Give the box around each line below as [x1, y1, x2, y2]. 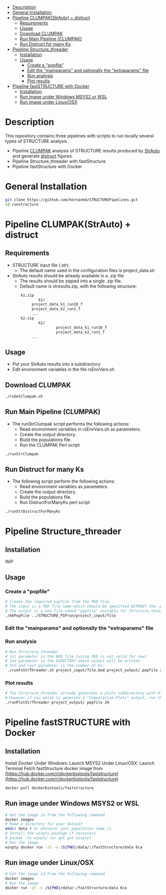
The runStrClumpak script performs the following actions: [12, 421, 130, 427]
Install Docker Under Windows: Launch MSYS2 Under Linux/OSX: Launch [5, 760, 155, 766]
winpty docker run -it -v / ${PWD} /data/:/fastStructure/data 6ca [5, 844, 142, 850]
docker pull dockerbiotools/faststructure [5, 785, 94, 790]
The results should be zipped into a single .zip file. [19, 278, 123, 284]
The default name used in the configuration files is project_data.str [19, 267, 156, 273]
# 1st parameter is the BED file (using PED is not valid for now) [5, 654, 147, 659]
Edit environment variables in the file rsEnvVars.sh [12, 367, 115, 373]
